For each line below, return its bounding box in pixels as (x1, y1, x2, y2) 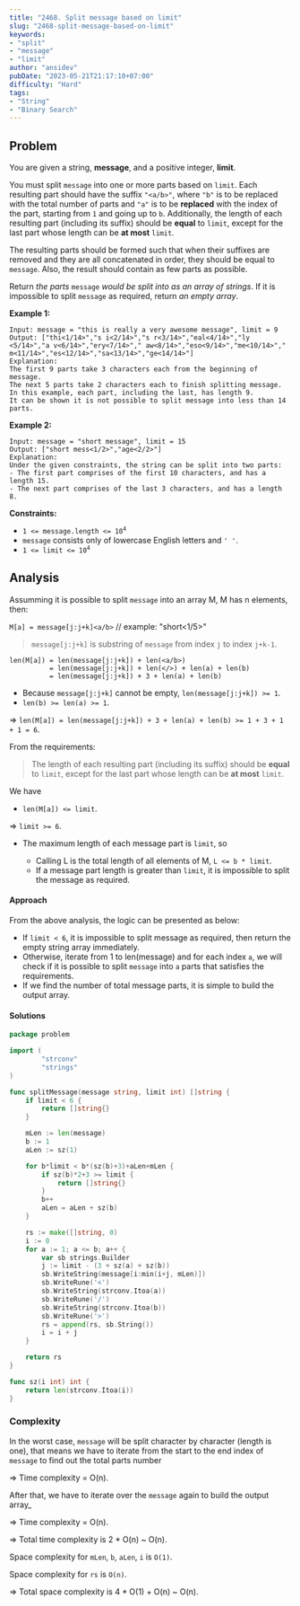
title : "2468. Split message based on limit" (9, 13, 182, 22)
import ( (9, 1046, 42, 1055)
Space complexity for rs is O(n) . (9, 1568, 127, 1579)
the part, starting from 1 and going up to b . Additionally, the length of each (9, 208, 283, 219)
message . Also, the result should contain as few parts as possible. (9, 264, 248, 275)
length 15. (9, 477, 50, 486)
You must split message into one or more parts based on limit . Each (9, 180, 258, 190)
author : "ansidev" (9, 64, 78, 73)
